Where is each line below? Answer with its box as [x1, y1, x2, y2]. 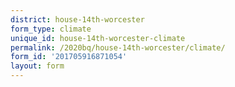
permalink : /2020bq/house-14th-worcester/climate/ [10, 42, 226, 53]
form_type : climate [10, 24, 92, 34]
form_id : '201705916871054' [10, 52, 128, 62]
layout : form [10, 61, 65, 71]
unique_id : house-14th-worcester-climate [10, 33, 186, 43]
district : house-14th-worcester [10, 14, 145, 25]
